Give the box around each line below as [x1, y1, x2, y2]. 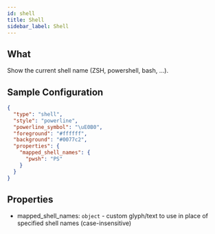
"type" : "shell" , [13, 110, 63, 117]
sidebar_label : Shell [7, 23, 69, 30]
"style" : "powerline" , [13, 117, 78, 124]
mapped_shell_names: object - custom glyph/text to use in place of [16, 212, 208, 220]
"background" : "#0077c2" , [13, 137, 88, 143]
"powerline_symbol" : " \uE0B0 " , [13, 124, 103, 130]
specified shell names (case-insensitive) [16, 219, 132, 227]
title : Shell [7, 16, 45, 23]
